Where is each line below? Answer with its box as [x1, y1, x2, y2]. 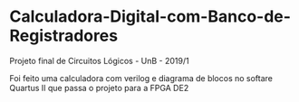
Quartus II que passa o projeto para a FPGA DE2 [9, 82, 189, 93]
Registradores [9, 25, 119, 46]
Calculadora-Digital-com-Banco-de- [9, 6, 292, 27]
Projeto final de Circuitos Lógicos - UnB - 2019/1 [9, 55, 189, 66]
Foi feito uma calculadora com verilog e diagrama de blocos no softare [9, 72, 274, 83]
